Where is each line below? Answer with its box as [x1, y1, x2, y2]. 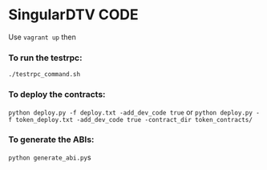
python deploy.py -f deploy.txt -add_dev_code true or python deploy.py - [8, 107, 261, 117]
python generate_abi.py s [8, 152, 91, 162]
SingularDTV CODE [8, 6, 139, 24]
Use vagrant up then [8, 32, 76, 42]
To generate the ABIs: [8, 134, 95, 145]
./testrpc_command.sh [8, 71, 81, 79]
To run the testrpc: [8, 52, 83, 63]
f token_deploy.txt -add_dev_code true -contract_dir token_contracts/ [8, 115, 253, 123]
